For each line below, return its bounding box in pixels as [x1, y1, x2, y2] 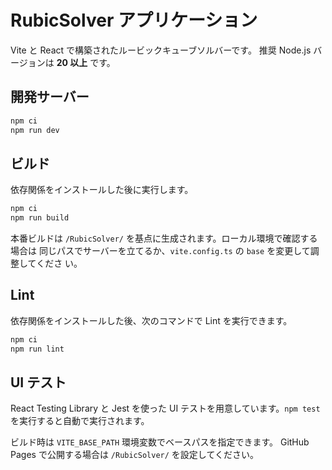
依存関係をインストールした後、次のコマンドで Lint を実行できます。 [10, 314, 293, 326]
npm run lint [10, 344, 65, 354]
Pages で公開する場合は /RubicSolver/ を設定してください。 [10, 449, 260, 461]
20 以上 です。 [56, 56, 116, 68]
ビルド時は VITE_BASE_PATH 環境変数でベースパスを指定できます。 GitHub [10, 436, 310, 448]
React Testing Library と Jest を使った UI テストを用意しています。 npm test [10, 402, 321, 415]
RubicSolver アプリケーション [10, 9, 258, 32]
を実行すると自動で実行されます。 [10, 415, 150, 427]
